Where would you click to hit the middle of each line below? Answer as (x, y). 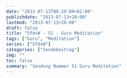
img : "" (16, 55)
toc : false (19, 60)
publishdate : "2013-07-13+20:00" (47, 17)
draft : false (22, 28)
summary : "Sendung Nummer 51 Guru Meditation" (64, 66)
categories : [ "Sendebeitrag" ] (43, 50)
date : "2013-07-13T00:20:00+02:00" (49, 11)
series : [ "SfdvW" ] (28, 45)
